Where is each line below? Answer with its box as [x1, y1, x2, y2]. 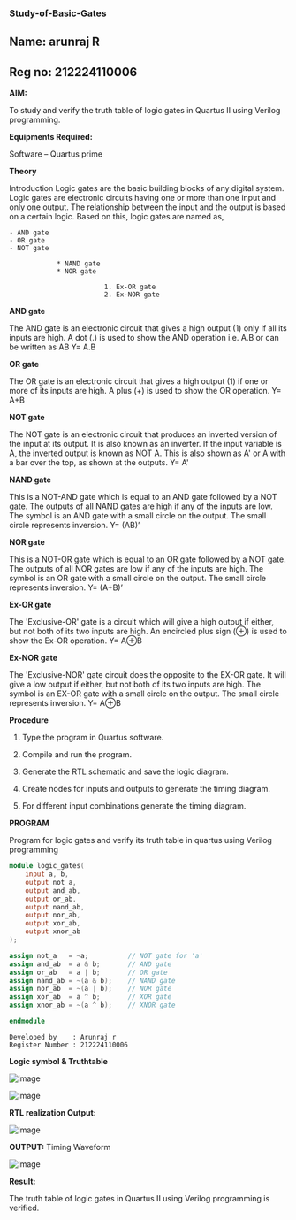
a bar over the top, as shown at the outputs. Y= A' [9, 457, 190, 468]
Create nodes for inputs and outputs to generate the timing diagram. [21, 784, 271, 794]
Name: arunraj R [9, 35, 100, 50]
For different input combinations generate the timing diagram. [21, 801, 247, 811]
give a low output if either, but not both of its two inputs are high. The [9, 679, 262, 690]
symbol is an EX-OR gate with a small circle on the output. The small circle [9, 688, 280, 699]
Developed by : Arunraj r [9, 1032, 117, 1041]
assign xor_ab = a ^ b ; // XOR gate [9, 993, 172, 1001]
